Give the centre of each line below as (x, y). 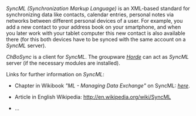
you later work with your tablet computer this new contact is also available (96, 33)
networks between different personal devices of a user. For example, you (94, 21)
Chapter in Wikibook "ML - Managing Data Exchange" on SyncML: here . (102, 86)
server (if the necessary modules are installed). (63, 63)
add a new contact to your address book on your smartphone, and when (94, 27)
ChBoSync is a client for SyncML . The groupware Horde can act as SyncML (97, 57)
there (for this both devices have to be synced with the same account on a (96, 39)
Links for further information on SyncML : (55, 74)
